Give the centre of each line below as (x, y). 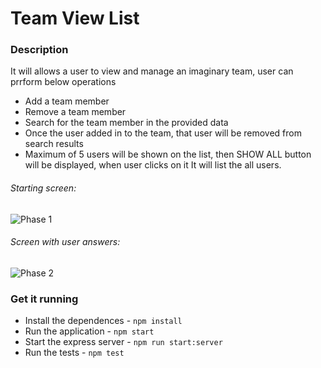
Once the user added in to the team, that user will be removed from (163, 133)
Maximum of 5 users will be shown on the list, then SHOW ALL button (168, 154)
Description (39, 50)
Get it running (44, 299)
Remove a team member (75, 112)
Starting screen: (43, 188)
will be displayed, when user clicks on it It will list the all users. (153, 165)
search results (54, 144)
